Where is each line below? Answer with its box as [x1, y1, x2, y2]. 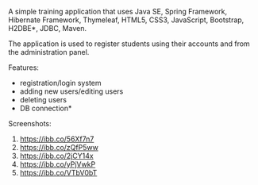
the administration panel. [8, 48, 90, 56]
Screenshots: [8, 119, 52, 128]
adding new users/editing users [19, 87, 124, 96]
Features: [8, 63, 40, 72]
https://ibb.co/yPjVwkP [19, 160, 96, 169]
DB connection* [19, 103, 72, 113]
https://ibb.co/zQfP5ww [19, 143, 99, 152]
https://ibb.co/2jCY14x [19, 151, 94, 160]
